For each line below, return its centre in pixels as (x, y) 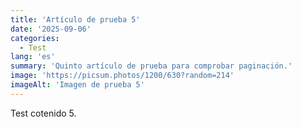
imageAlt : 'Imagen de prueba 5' (77, 85)
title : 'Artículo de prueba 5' (75, 19)
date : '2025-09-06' (51, 29)
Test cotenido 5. (43, 113)
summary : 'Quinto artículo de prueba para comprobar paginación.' (151, 66)
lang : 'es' (33, 57)
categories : (35, 38)
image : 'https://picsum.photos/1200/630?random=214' (122, 76)
